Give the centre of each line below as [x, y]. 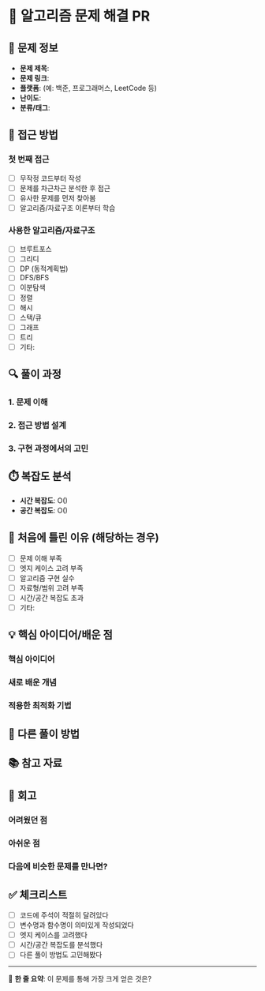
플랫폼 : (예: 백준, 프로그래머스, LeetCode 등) [88, 88]
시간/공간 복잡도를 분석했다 [61, 945]
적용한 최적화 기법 [40, 706]
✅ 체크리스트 [38, 894]
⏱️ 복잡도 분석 [40, 477]
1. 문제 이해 [28, 402]
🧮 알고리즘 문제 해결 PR [79, 16]
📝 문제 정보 [34, 48]
